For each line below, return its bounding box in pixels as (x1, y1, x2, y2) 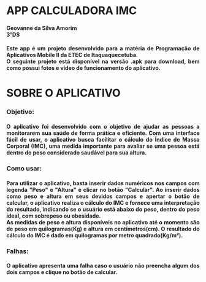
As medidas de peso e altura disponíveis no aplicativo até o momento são (6, 218, 200, 226)
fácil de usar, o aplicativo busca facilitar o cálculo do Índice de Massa (6, 136, 200, 143)
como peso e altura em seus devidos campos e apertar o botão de (6, 192, 200, 200)
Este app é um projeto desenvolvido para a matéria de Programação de (6, 45, 200, 52)
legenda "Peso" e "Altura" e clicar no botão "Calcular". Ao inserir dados (6, 186, 200, 193)
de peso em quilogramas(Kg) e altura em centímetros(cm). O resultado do (6, 225, 200, 232)
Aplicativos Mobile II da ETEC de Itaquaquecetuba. (6, 51, 139, 59)
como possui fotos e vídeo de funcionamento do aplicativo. (6, 64, 161, 72)
